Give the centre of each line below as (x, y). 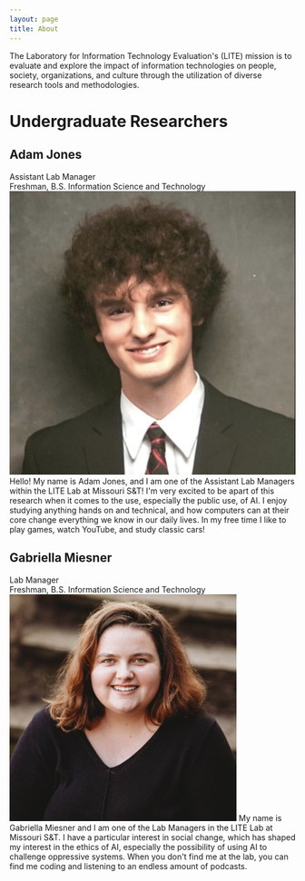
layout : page (34, 19)
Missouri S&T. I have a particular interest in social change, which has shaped (152, 837)
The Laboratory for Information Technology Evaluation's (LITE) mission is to (151, 55)
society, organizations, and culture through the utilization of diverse (136, 75)
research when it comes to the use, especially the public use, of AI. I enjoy (148, 500)
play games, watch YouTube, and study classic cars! (108, 529)
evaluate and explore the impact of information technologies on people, (143, 65)
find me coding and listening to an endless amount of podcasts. (128, 866)
